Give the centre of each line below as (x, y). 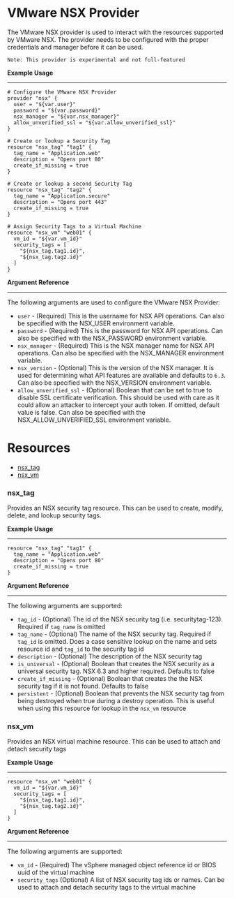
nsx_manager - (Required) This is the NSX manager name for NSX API (116, 345)
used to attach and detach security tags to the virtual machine (107, 888)
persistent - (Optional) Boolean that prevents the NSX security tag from (121, 693)
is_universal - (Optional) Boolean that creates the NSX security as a (116, 664)
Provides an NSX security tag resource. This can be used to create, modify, (116, 508)
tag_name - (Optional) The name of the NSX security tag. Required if (114, 634)
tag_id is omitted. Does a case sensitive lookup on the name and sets (117, 642)
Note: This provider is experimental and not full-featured (96, 60)
